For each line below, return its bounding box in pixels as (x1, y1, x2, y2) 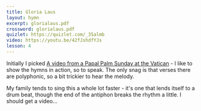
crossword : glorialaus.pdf (6, 26, 75, 32)
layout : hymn (6, 15, 40, 21)
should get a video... (6, 97, 58, 104)
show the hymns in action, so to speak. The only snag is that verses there (6, 66, 191, 73)
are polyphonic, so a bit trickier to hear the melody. (6, 73, 135, 80)
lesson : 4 (6, 43, 32, 49)
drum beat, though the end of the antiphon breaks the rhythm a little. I (6, 91, 182, 98)
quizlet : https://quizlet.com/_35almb (6, 32, 105, 38)
